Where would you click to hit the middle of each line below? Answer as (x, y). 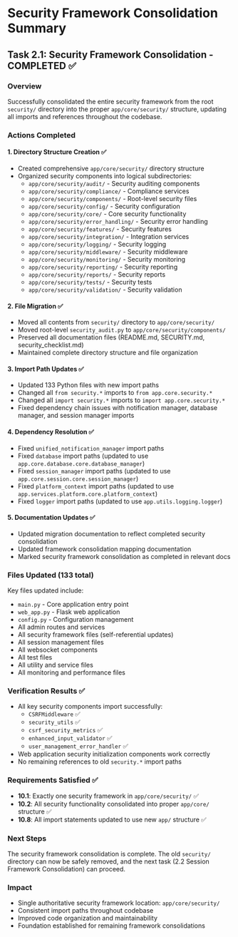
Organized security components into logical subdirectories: (105, 176)
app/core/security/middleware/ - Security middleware (108, 252)
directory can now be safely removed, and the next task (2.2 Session (109, 861)
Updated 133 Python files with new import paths (88, 385)
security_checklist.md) (51, 345)
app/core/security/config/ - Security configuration (104, 206)
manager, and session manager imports (76, 416)
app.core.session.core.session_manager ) (78, 478)
